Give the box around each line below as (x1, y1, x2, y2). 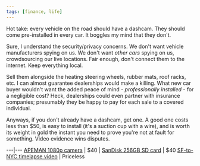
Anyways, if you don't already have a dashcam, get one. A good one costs (6, 116, 189, 123)
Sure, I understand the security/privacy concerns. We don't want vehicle (6, 43, 184, 50)
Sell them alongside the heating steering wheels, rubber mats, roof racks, (6, 73, 186, 80)
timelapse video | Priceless (18, 152, 85, 160)
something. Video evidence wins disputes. (6, 135, 110, 142)
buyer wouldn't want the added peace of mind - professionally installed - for (6, 85, 194, 92)
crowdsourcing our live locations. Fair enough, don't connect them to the (6, 55, 185, 62)
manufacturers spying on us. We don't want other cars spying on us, (6, 49, 174, 56)
